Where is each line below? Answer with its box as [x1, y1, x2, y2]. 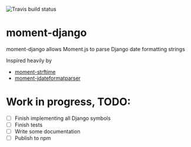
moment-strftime [14, 68, 56, 75]
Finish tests [14, 121, 43, 128]
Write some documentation [14, 128, 81, 135]
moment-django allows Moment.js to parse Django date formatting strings [6, 45, 185, 52]
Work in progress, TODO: [6, 95, 131, 109]
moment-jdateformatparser [14, 74, 81, 82]
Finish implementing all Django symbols [14, 115, 111, 122]
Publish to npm [14, 135, 51, 142]
